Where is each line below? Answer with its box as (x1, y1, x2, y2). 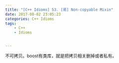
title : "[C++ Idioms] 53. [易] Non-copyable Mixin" (5, 7, 114, 12)
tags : (5, 21, 16, 26)
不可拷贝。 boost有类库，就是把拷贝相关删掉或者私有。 (5, 53, 117, 59)
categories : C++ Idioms (5, 16, 55, 21)
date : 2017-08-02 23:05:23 (5, 12, 61, 17)
